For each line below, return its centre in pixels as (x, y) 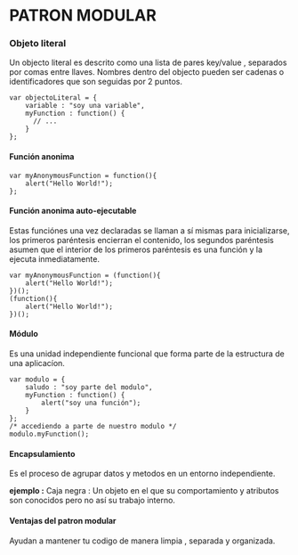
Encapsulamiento (42, 453)
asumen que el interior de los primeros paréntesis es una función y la (136, 249)
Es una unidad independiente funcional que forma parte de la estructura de (147, 354)
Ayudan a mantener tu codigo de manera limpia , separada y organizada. (142, 541)
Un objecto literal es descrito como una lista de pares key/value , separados (148, 62)
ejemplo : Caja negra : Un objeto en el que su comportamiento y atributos (144, 491)
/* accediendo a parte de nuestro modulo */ (93, 427)
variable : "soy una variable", (85, 106)
